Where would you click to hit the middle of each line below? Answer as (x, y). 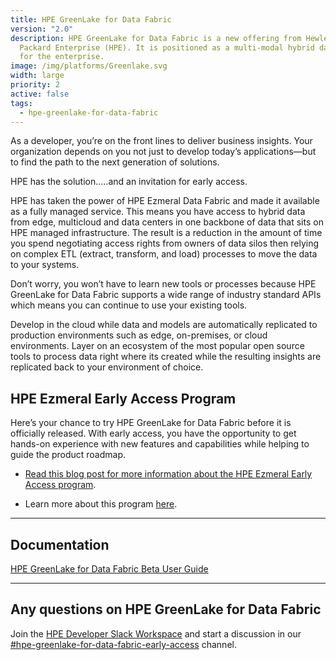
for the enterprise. (62, 57)
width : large (37, 76)
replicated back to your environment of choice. (107, 367)
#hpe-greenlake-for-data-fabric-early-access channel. (123, 644)
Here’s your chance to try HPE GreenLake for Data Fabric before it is (151, 423)
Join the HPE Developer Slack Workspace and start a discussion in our (156, 633)
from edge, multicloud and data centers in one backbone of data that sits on (167, 222)
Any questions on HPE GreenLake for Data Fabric (166, 609)
